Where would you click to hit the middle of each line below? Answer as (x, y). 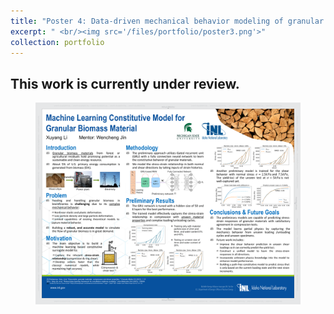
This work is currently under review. (125, 83)
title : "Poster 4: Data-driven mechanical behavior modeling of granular (167, 21)
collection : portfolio (57, 42)
